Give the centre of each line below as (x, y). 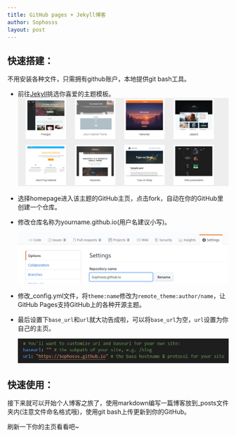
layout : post (26, 30)
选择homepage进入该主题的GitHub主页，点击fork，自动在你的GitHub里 (120, 198)
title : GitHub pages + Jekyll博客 (57, 15)
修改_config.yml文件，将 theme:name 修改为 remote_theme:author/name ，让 (122, 296)
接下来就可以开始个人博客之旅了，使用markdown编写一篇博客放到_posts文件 (118, 403)
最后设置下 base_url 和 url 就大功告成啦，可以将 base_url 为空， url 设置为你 (123, 320)
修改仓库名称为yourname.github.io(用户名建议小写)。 (94, 222)
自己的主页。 (36, 328)
